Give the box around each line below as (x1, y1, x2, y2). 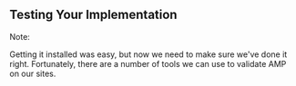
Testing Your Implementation (9, 7, 178, 23)
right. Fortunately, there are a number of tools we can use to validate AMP (9, 58, 287, 69)
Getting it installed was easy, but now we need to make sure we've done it (9, 49, 288, 60)
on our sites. (9, 68, 56, 79)
